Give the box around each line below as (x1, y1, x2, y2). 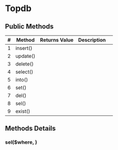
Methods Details (5, 124, 56, 133)
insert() (15, 45, 33, 51)
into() (15, 76, 28, 83)
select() (15, 68, 34, 75)
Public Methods (5, 22, 54, 31)
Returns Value (40, 37, 74, 43)
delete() (15, 61, 34, 67)
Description (78, 37, 106, 43)
